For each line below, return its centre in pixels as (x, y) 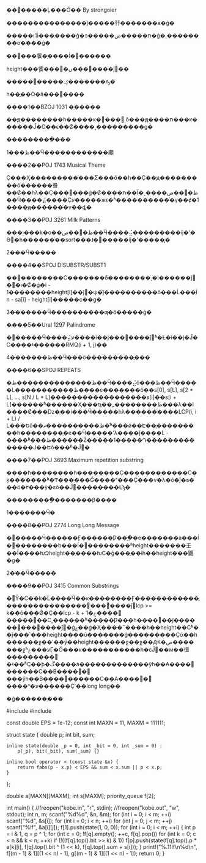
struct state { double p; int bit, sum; (51, 735)
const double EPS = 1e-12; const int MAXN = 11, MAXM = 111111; (86, 723)
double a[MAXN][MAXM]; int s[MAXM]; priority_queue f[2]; (81, 796)
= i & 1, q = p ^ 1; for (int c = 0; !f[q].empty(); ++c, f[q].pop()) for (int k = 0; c (101, 834)
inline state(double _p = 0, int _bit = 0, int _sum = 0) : (85, 746)
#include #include (29, 711)
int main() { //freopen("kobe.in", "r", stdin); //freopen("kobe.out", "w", (93, 808)
